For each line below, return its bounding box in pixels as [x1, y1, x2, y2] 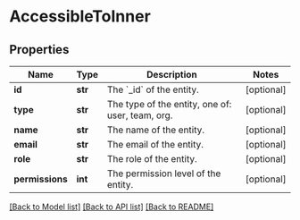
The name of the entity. [106, 123, 205, 136]
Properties [9, 42, 70, 57]
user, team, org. [106, 109, 173, 122]
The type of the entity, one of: [106, 98, 232, 110]
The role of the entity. [106, 153, 198, 165]
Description [146, 69, 198, 80]
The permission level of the [106, 167, 221, 180]
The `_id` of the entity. [106, 83, 199, 96]
